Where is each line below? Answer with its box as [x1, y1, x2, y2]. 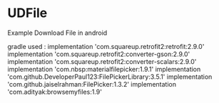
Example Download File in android [7, 28, 108, 37]
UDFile [7, 5, 48, 21]
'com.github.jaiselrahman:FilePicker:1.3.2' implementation [7, 80, 177, 88]
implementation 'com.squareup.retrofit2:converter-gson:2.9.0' [7, 50, 190, 58]
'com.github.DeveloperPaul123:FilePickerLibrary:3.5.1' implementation [7, 72, 213, 81]
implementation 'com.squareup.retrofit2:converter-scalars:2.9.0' [7, 57, 197, 65]
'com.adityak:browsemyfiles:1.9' [7, 87, 102, 96]
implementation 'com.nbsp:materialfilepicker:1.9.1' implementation [7, 65, 201, 73]
